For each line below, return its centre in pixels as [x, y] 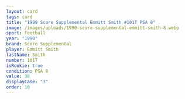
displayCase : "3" [27, 82]
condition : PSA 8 [27, 71]
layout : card [22, 11]
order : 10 [18, 87]
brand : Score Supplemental [39, 44]
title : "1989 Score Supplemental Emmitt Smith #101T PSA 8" [81, 22]
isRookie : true [25, 66]
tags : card [19, 17]
